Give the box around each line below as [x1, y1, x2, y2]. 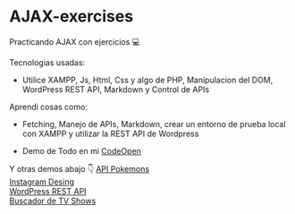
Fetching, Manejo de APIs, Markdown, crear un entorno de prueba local [21, 118, 286, 129]
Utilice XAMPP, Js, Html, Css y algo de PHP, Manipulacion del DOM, [21, 74, 274, 85]
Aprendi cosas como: [9, 101, 88, 112]
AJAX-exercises [9, 6, 134, 27]
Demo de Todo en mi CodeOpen [21, 145, 141, 156]
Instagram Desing [9, 176, 74, 187]
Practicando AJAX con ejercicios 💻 [9, 36, 140, 47]
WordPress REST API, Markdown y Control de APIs [21, 83, 210, 95]
